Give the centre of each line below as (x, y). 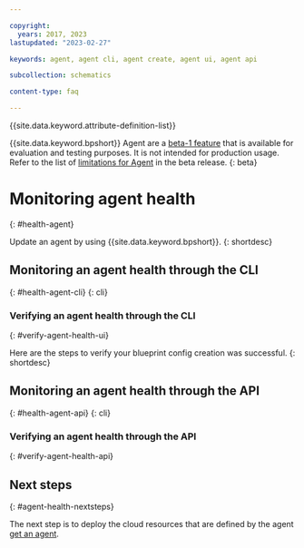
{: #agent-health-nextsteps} (62, 506)
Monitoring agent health (103, 199)
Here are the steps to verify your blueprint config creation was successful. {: (152, 353)
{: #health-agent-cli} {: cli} (59, 292)
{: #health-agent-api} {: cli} (60, 413)
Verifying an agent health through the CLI (103, 316)
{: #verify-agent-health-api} (62, 456)
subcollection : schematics (60, 75)
